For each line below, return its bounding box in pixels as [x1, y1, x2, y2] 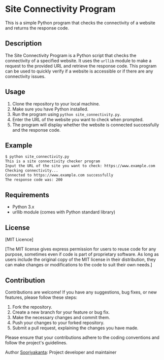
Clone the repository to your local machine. [12, 101, 100, 107]
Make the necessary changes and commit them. [12, 315, 110, 321]
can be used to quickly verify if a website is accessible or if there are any [5, 68, 154, 74]
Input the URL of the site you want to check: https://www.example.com [5, 164, 155, 169]
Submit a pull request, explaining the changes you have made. [12, 325, 139, 331]
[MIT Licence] [5, 237, 33, 243]
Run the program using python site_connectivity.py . [12, 111, 121, 117]
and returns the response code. [5, 25, 69, 31]
